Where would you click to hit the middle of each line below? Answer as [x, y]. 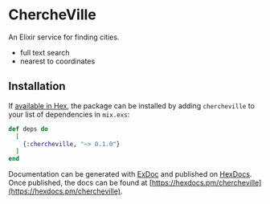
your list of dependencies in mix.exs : [69, 114]
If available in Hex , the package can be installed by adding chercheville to [132, 105]
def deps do [28, 129]
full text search [45, 52]
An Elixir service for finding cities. [64, 37]
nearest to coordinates [57, 61]
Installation [37, 86]
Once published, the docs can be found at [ [80, 183]
